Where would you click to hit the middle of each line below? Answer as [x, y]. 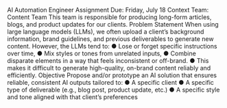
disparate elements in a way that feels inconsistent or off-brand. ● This [108, 60]
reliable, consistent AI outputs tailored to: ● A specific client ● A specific [111, 82]
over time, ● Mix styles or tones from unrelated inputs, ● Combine [102, 53]
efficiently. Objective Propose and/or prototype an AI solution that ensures [112, 75]
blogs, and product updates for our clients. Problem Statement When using [113, 24]
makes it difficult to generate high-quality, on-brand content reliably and [109, 68]
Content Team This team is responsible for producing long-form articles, [109, 17]
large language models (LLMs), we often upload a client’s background [106, 31]
